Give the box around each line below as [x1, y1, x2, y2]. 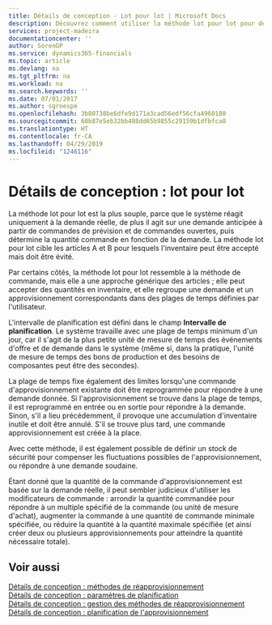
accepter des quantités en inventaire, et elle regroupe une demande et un [8, 285, 253, 295]
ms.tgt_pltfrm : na [8, 72, 70, 80]
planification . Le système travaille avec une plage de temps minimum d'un [8, 326, 257, 336]
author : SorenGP [8, 42, 63, 50]
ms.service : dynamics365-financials [8, 49, 132, 57]
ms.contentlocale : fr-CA [8, 132, 92, 140]
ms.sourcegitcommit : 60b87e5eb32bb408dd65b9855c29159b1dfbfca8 [8, 117, 227, 125]
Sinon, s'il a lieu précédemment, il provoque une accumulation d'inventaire [8, 410, 257, 421]
